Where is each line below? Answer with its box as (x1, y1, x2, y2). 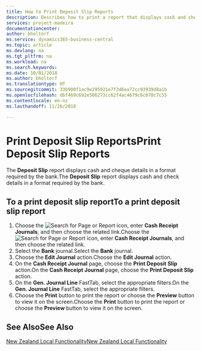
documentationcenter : (6, 25, 60, 32)
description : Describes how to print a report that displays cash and (6, 14, 186, 20)
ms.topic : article (6, 42, 52, 48)
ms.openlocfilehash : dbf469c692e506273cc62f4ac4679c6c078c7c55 (6, 92, 167, 98)
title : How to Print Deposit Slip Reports (6, 8, 114, 15)
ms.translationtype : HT (6, 81, 66, 87)
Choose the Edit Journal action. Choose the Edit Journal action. (14, 254, 172, 261)
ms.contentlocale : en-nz (6, 97, 68, 103)
